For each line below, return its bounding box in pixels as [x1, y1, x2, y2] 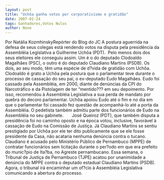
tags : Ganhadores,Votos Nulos [5, 21, 67, 26]
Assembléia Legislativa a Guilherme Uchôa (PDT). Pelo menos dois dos [5, 50, 151, 56]
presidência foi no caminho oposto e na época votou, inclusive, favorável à [5, 118, 157, 124]
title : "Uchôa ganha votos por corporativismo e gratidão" [5, 12, 129, 17]
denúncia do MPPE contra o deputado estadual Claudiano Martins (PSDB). [5, 160, 156, 166]
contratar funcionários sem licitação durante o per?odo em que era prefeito [5, 144, 158, 150]
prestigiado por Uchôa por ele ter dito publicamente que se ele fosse [5, 128, 145, 134]
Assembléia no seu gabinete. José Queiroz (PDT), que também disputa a [5, 112, 160, 118]
